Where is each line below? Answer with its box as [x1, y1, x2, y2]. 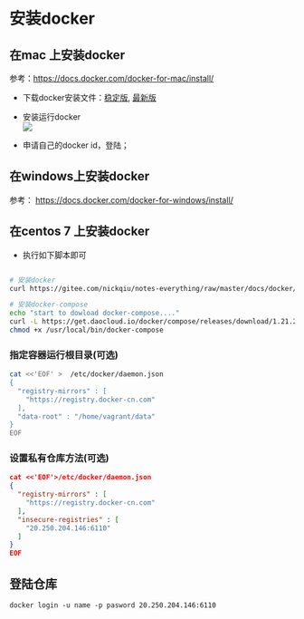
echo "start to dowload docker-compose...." [9, 309, 180, 318]
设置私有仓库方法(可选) [9, 452, 109, 465]
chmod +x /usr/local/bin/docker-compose [9, 325, 165, 334]
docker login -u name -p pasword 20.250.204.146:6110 [9, 601, 217, 610]
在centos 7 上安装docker [9, 224, 150, 239]
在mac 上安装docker [9, 47, 125, 63]
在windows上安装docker [9, 169, 150, 184]
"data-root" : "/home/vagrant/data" [17, 411, 156, 421]
